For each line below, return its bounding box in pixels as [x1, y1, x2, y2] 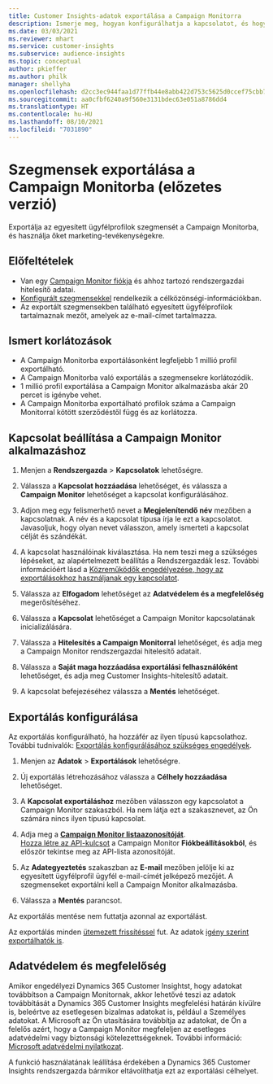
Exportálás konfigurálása [8, 710, 139, 724]
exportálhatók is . [8, 935, 65, 945]
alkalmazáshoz [8, 444, 87, 457]
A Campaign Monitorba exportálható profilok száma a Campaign [19, 399, 236, 409]
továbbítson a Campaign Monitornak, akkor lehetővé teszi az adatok [8, 990, 236, 999]
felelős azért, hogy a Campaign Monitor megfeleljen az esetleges [8, 1024, 227, 1034]
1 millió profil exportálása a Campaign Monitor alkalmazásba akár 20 [19, 382, 249, 391]
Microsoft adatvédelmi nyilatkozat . [8, 1041, 124, 1051]
